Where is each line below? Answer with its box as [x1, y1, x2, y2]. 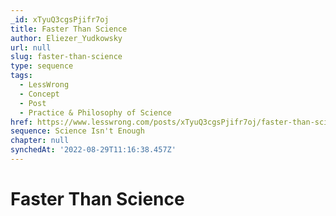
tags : [10, 71, 33, 81]
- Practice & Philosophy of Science [19, 107, 172, 118]
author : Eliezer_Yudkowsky [10, 33, 123, 43]
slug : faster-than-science [10, 52, 123, 62]
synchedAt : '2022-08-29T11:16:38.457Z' [10, 145, 177, 155]
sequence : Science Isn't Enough [10, 126, 145, 136]
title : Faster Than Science [10, 24, 128, 34]
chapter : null [10, 136, 70, 146]
